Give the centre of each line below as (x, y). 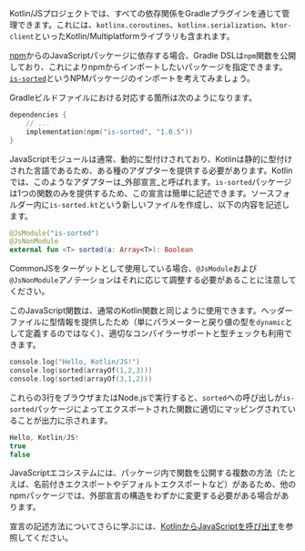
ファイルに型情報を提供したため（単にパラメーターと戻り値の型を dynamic (147, 322)
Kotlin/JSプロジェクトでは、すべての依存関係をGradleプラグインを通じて (146, 13)
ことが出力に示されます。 (65, 420)
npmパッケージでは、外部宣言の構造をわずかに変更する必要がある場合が (145, 495)
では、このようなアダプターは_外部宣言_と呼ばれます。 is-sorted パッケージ (151, 181)
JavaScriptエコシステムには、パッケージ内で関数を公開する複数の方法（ (145, 473)
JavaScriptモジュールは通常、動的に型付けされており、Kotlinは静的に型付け (151, 158)
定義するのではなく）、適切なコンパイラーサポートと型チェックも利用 (155, 333)
